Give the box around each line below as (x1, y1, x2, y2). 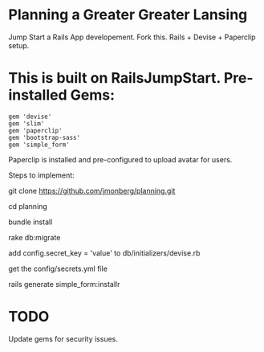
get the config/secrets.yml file (8, 264, 108, 273)
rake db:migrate (8, 232, 61, 242)
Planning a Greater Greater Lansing (8, 6, 248, 24)
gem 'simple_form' (8, 141, 70, 149)
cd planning (8, 201, 48, 211)
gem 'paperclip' (8, 126, 63, 134)
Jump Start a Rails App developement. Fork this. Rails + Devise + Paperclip (8, 32, 256, 42)
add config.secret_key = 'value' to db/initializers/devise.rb (8, 248, 201, 258)
